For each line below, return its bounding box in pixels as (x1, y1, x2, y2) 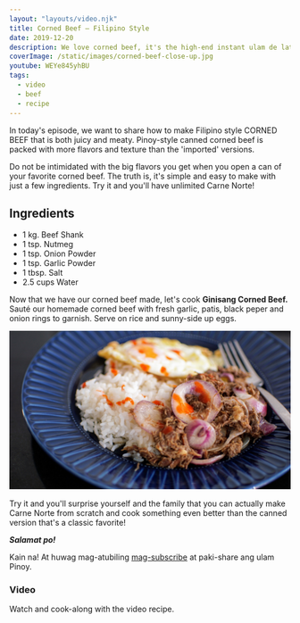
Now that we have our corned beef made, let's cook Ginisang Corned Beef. (9, 295, 288, 305)
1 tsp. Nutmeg (21, 239, 74, 250)
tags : (9, 71, 29, 80)
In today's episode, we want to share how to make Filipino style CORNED (9, 125, 278, 136)
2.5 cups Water (21, 277, 79, 287)
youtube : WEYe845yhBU (9, 62, 90, 71)
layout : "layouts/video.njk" (9, 14, 118, 23)
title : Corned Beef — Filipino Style (9, 23, 150, 33)
